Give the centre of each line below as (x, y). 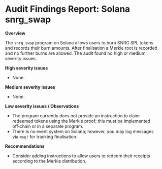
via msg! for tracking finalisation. (45, 136)
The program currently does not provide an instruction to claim (76, 116)
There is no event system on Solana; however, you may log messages (83, 131)
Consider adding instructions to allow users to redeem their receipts (81, 156)
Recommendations (25, 146)
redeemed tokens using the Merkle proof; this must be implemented (81, 121)
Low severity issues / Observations (42, 106)
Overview (15, 33)
